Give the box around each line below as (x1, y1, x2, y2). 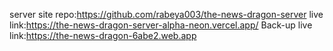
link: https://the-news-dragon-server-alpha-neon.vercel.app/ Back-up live (9, 19, 313, 31)
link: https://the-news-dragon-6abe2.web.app (9, 30, 197, 41)
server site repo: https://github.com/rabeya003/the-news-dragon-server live (9, 9, 324, 20)
